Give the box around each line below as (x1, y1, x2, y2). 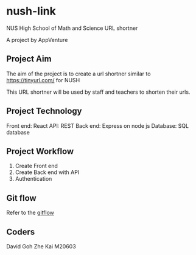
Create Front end (15, 162, 58, 170)
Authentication (15, 175, 52, 183)
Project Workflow (6, 146, 74, 156)
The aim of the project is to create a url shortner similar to (6, 70, 151, 77)
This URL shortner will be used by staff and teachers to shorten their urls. (6, 88, 191, 96)
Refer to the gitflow (6, 209, 55, 217)
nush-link (6, 4, 56, 18)
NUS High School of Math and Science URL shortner (6, 24, 138, 32)
